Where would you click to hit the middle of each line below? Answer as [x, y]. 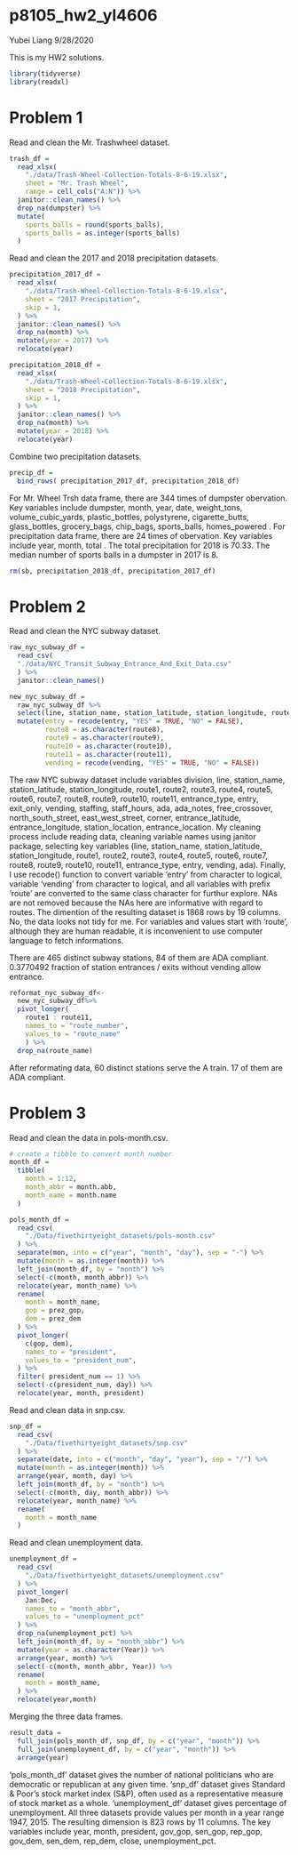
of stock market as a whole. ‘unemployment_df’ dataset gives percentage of [148, 1803]
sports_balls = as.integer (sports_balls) [102, 233]
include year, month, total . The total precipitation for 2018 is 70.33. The [140, 545]
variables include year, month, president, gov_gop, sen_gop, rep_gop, [136, 1831]
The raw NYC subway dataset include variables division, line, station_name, [147, 780]
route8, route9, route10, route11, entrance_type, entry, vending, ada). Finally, [148, 864]
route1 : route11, [59, 1018]
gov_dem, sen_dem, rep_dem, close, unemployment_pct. [113, 1841]
